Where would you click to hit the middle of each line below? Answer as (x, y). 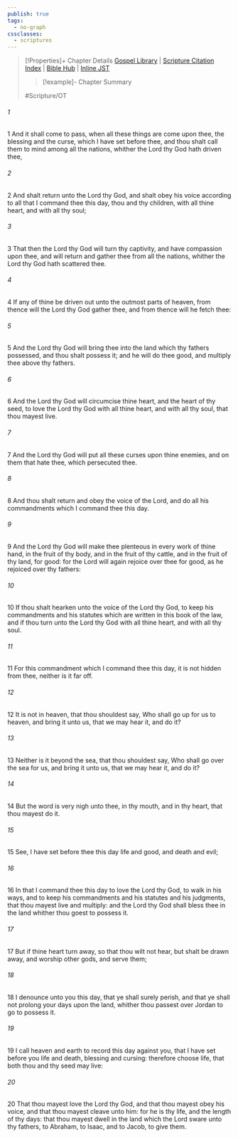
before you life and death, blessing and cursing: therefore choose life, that (116, 1058)
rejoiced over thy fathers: (44, 569)
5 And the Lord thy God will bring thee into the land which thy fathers (108, 348)
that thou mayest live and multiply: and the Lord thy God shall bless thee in (117, 905)
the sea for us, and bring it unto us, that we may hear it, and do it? (104, 767)
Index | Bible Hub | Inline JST (67, 68)
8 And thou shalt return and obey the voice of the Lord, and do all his (108, 500)
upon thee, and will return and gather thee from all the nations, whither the (116, 256)
